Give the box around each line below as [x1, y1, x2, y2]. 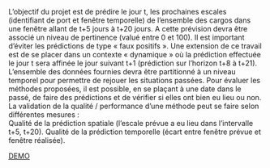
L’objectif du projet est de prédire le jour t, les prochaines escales [8, 7, 227, 16]
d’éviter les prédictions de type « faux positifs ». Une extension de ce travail [8, 41, 262, 51]
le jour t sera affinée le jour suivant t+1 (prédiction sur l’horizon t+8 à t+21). [8, 58, 258, 68]
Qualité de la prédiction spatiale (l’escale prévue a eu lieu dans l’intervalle [8, 119, 254, 128]
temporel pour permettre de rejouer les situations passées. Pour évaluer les [8, 76, 261, 85]
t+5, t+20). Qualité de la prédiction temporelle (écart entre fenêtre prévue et [8, 127, 262, 136]
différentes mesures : [8, 110, 79, 120]
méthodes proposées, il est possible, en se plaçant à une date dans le [8, 84, 242, 94]
